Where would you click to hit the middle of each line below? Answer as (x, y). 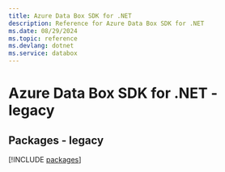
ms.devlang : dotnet (41, 46)
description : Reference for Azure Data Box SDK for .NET (106, 23)
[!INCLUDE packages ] (45, 159)
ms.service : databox (43, 53)
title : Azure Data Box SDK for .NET (70, 16)
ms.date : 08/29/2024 (43, 31)
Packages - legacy (56, 140)
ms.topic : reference (43, 38)
